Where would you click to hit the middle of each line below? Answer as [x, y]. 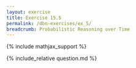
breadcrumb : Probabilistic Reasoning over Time [68, 29]
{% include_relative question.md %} [52, 58]
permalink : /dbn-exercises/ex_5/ [49, 23]
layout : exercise [28, 12]
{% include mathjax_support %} [47, 47]
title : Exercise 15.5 [34, 18]
